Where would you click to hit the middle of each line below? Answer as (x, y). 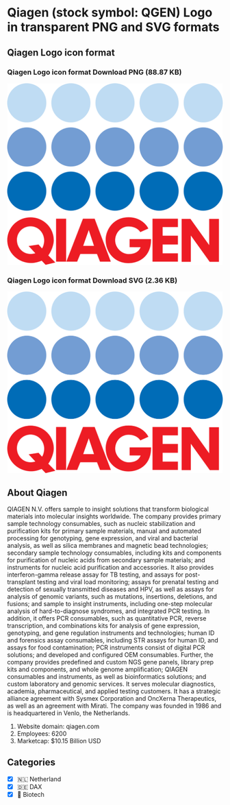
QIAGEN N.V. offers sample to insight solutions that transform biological (108, 509)
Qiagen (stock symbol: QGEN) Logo (110, 13)
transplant (22, 582)
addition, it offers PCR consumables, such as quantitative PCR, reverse (107, 618)
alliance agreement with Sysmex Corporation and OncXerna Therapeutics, (112, 699)
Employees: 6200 (42, 734)
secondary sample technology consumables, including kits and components (114, 553)
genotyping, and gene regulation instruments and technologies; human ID (111, 633)
